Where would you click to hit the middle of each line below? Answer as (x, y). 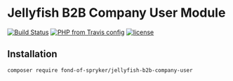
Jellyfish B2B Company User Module (116, 13)
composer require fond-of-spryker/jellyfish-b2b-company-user (100, 70)
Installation (32, 54)
